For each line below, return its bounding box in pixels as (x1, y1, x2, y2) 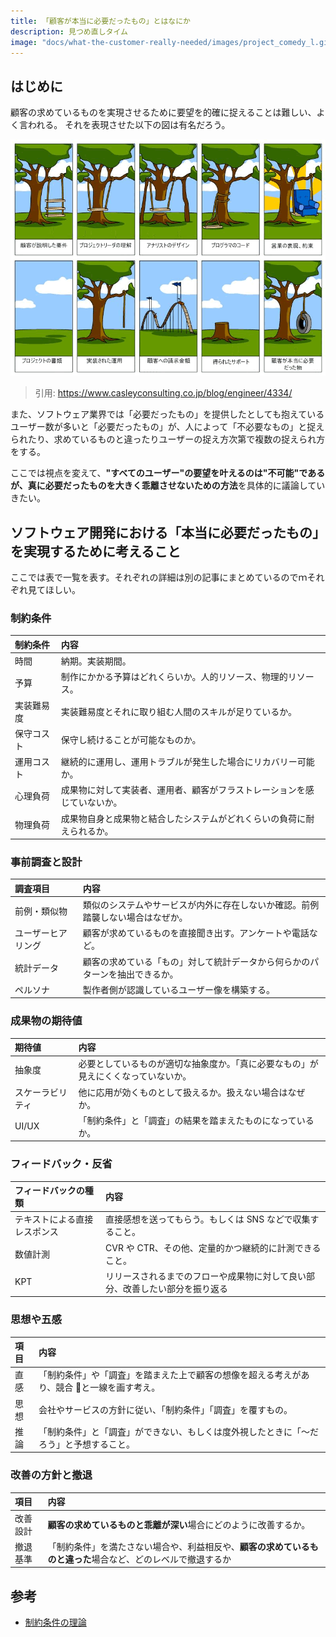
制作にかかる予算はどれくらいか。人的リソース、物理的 (60, 671, 288, 683)
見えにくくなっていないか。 (78, 1070, 192, 1082)
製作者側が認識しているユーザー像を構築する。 (82, 983, 276, 995)
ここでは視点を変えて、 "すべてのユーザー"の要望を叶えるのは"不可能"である (10, 467, 326, 479)
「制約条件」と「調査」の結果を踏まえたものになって (78, 1114, 297, 1126)
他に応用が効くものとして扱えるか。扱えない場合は (78, 1086, 288, 1098)
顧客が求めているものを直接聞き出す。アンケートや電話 (82, 927, 310, 939)
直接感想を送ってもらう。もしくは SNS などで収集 (105, 1213, 311, 1225)
